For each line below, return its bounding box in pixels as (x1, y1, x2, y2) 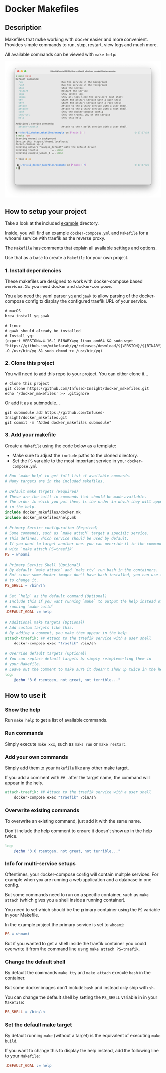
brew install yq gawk (5, 314, 50, 319)
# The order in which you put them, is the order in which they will (5, 500, 152, 504)
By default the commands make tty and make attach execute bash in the (5, 970, 151, 976)
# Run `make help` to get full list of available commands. (5, 473, 132, 478)
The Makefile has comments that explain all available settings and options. (5, 245, 157, 251)
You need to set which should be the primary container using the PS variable (5, 907, 160, 913)
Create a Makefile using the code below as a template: (5, 443, 116, 449)
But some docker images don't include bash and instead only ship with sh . (5, 985, 155, 991)
